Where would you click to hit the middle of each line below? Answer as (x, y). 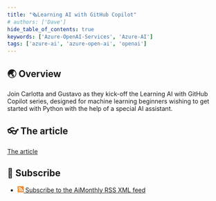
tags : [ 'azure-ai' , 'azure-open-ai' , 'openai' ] (77, 44)
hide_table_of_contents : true (51, 29)
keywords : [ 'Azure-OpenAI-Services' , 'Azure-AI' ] (80, 37)
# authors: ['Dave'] (37, 22)
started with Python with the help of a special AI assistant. (90, 108)
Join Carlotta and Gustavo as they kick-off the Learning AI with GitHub (108, 94)
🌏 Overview (34, 74)
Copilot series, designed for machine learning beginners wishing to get (108, 101)
